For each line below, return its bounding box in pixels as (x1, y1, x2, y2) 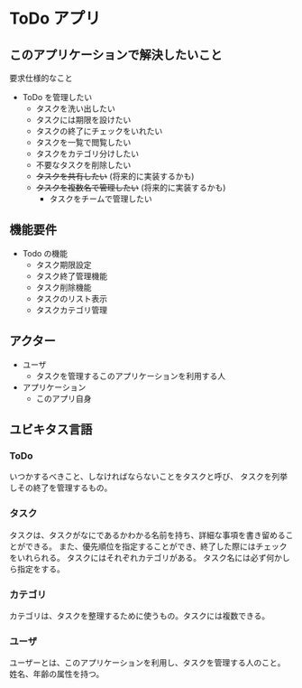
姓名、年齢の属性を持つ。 (9, 669, 105, 680)
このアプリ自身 (35, 393, 92, 404)
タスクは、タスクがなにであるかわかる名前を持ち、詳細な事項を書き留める (9, 529, 286, 540)
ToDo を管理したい (22, 92, 93, 102)
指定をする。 (16, 563, 65, 574)
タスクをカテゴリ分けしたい (35, 148, 140, 159)
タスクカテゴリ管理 (35, 304, 108, 315)
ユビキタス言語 (9, 422, 93, 438)
